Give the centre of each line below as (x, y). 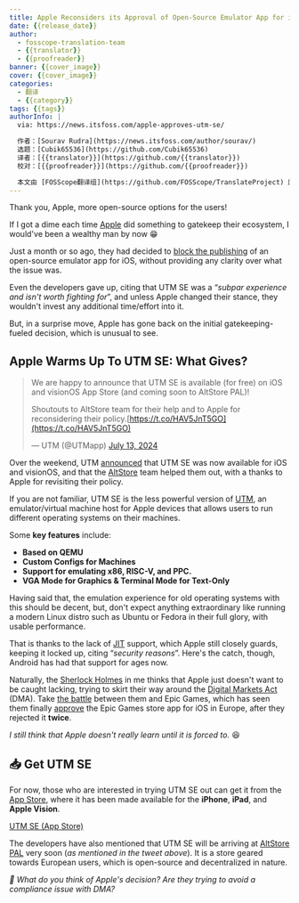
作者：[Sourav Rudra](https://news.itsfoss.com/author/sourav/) (137, 142)
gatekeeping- (249, 324)
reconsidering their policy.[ (81, 419)
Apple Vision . (35, 809)
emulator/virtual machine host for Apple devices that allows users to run (141, 508)
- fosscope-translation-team (71, 42)
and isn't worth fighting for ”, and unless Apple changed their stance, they (144, 297)
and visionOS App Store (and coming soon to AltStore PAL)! (140, 392)
